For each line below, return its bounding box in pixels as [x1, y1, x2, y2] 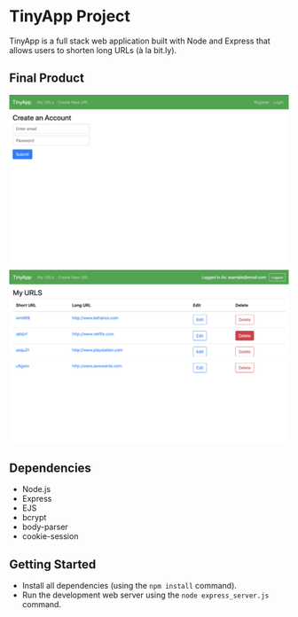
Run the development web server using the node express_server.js [21, 590, 270, 600]
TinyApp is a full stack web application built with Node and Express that [9, 35, 271, 46]
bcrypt [21, 512, 47, 523]
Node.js [21, 484, 51, 495]
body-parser [21, 521, 68, 533]
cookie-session [21, 531, 79, 542]
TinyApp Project [9, 6, 131, 27]
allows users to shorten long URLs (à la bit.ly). [9, 44, 177, 55]
